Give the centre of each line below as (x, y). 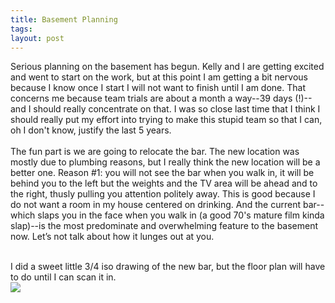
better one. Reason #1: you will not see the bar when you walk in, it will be (162, 173)
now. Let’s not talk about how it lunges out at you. (112, 237)
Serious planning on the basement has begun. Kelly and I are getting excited (167, 67)
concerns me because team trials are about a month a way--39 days (151, 98)
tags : (21, 29)
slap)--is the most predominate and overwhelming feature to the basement (164, 226)
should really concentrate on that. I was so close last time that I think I (177, 109)
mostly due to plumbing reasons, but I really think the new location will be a (165, 162)
